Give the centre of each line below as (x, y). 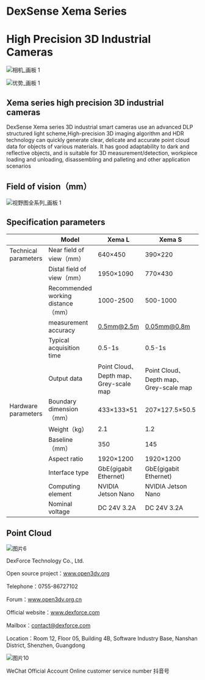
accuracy (62, 330)
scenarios (19, 166)
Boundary (63, 401)
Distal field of (67, 269)
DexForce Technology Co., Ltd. (45, 561)
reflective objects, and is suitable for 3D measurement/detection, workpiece (102, 153)
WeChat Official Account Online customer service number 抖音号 (88, 671)
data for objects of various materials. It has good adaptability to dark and (98, 146)
